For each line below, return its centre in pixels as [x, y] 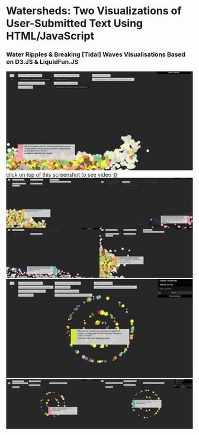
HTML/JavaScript [50, 36]
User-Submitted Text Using [75, 23]
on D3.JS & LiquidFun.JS [42, 62]
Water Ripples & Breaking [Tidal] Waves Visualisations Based [96, 54]
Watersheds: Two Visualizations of [94, 11]
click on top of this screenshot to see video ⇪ [62, 175]
